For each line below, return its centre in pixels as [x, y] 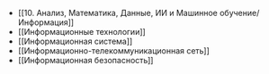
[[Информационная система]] [75, 41]
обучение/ [239, 13]
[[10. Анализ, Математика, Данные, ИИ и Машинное [117, 13]
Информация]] [46, 22]
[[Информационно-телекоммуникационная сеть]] [113, 51]
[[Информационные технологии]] [81, 32]
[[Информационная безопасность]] [85, 60]
